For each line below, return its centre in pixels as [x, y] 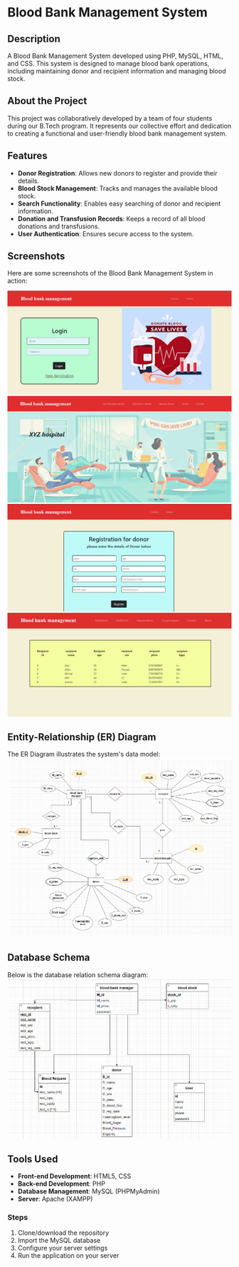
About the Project [47, 101]
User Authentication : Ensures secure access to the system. [106, 233]
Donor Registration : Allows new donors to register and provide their [117, 173]
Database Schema [49, 958]
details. [28, 181]
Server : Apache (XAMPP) [55, 1199]
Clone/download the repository [63, 1233]
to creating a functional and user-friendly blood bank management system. [117, 133]
